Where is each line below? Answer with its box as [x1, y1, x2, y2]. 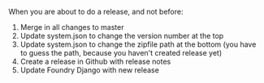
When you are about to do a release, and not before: [8, 7, 184, 16]
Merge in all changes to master [19, 23, 124, 31]
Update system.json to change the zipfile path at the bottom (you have [19, 39, 257, 49]
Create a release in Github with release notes [19, 56, 171, 66]
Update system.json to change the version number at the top [19, 31, 224, 40]
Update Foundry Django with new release [19, 65, 160, 75]
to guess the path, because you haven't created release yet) [19, 48, 223, 57]
